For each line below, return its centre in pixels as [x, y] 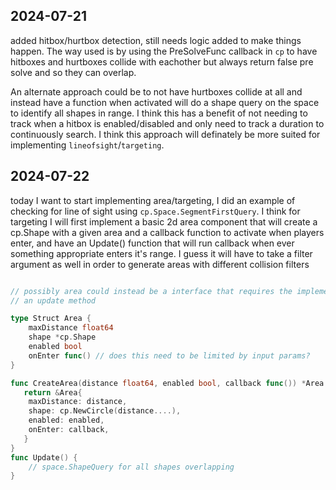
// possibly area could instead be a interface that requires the [151, 291]
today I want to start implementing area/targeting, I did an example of [153, 200]
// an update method [53, 300]
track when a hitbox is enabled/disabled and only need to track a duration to [167, 123]
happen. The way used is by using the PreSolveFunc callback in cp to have [164, 51]
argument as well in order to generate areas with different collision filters [160, 264]
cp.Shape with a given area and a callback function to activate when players [167, 232]
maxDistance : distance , [78, 402]
